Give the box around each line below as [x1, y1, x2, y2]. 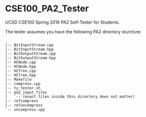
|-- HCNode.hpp [5, 64, 36, 69]
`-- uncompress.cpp [5, 107, 45, 112]
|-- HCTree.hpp [5, 72, 36, 78]
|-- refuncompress [5, 103, 43, 108]
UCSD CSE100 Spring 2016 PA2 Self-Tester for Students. [5, 19, 120, 25]
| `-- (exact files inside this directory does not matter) [5, 94, 135, 99]
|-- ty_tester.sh [5, 86, 41, 90]
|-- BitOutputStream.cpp [5, 51, 56, 56]
